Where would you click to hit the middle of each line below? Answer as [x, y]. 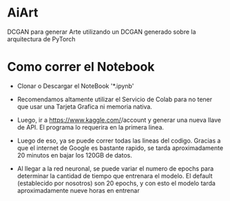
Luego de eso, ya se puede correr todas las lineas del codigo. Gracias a [119, 140]
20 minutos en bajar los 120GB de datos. [74, 155]
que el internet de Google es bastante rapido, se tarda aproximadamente [120, 148]
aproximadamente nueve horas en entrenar [78, 190]
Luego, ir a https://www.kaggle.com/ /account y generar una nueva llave [119, 120]
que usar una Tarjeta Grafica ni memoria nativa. [85, 106]
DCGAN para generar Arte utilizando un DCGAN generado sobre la [102, 32]
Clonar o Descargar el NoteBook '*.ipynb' [75, 86]
